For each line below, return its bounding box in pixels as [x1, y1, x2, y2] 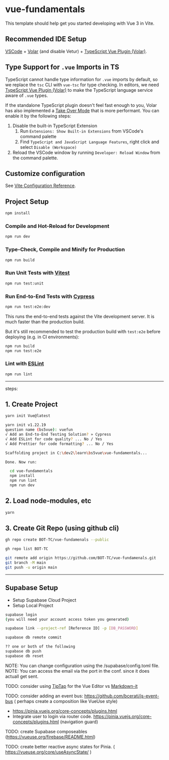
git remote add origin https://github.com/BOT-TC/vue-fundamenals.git [5, 556, 156, 561]
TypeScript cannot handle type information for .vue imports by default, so [5, 76, 158, 82]
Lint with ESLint [5, 360, 44, 367]
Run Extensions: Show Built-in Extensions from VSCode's [20, 128, 143, 134]
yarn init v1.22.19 [5, 423, 46, 428]
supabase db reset [5, 653, 44, 659]
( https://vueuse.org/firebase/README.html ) [5, 734, 96, 740]
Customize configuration [5, 169, 86, 178]
